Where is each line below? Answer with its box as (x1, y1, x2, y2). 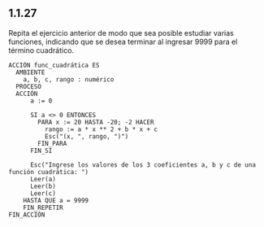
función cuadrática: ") (8, 168, 89, 176)
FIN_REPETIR (23, 203, 63, 212)
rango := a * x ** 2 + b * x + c (44, 125, 158, 133)
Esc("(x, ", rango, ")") (44, 132, 129, 141)
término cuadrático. (8, 45, 75, 55)
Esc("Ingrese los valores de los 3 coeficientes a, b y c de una (29, 160, 256, 169)
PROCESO (15, 82, 42, 90)
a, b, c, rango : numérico (23, 75, 115, 84)
